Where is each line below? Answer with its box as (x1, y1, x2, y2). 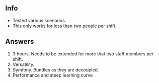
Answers (5, 37, 34, 46)
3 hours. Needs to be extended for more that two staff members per (12, 50, 154, 57)
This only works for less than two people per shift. (12, 23, 117, 29)
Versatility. (12, 61, 35, 67)
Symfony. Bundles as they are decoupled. (12, 66, 99, 72)
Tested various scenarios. (12, 17, 66, 23)
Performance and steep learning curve (12, 72, 93, 78)
